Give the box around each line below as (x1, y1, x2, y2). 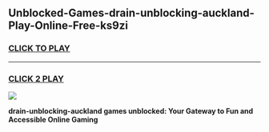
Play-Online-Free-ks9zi (8, 19, 128, 33)
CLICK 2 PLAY (8, 73, 64, 84)
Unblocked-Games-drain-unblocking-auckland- (8, 6, 255, 20)
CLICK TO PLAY (8, 43, 70, 54)
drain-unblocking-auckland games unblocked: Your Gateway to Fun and (8, 106, 254, 115)
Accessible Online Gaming (8, 114, 98, 124)
